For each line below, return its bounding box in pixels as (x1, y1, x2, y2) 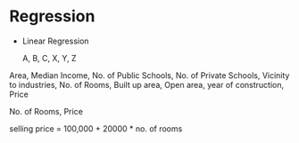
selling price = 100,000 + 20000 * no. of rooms (9, 123, 183, 134)
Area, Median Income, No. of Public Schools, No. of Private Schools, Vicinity (9, 69, 290, 81)
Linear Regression (21, 36, 89, 46)
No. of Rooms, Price (9, 106, 83, 116)
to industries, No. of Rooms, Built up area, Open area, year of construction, (9, 79, 284, 90)
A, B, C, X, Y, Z (21, 52, 78, 63)
